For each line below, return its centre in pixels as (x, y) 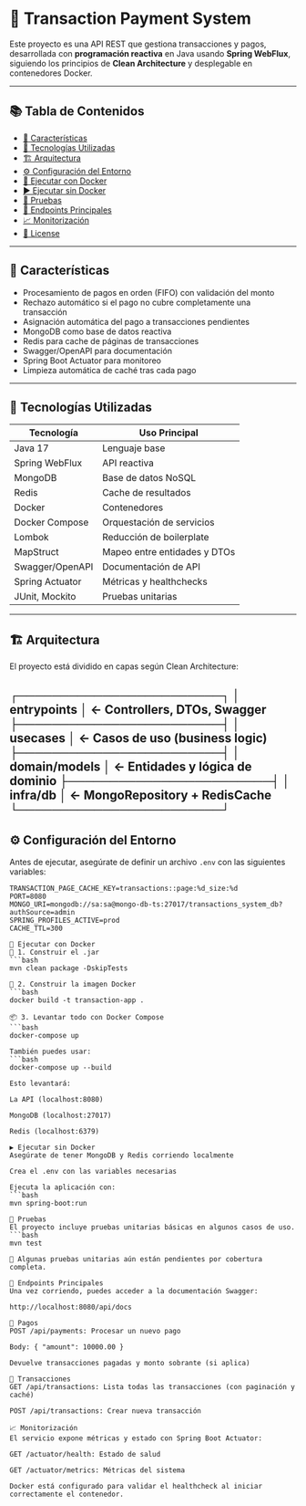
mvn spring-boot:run (49, 1204)
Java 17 (31, 448)
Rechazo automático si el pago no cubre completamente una (137, 302)
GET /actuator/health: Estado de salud (85, 1455)
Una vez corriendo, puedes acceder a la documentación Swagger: (134, 1292)
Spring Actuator (48, 581)
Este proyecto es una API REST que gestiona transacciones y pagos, (138, 44)
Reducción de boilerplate (155, 538)
